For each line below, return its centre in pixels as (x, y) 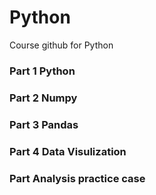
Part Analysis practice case (77, 178)
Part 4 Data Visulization (68, 151)
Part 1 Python (42, 71)
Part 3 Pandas (44, 124)
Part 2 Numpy (43, 98)
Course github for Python (61, 45)
